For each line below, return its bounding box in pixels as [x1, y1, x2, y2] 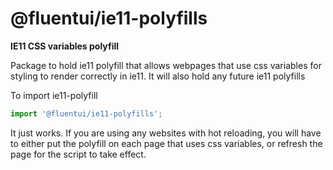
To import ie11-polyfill [10, 89, 98, 101]
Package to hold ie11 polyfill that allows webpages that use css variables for [10, 59, 322, 71]
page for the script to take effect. [10, 148, 147, 160]
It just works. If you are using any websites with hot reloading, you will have [10, 127, 322, 139]
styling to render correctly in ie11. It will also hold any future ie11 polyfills [10, 70, 306, 82]
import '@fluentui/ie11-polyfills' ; [10, 108, 163, 119]
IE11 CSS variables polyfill [10, 40, 120, 52]
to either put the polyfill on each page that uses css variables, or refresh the [10, 137, 323, 149]
